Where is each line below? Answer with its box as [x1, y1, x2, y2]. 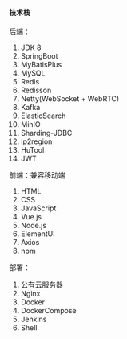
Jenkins [20, 314, 47, 325]
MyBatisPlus [20, 60, 62, 70]
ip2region [20, 137, 53, 146]
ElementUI [20, 229, 55, 239]
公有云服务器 [20, 280, 63, 289]
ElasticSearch [20, 111, 66, 120]
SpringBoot [20, 51, 58, 61]
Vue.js [20, 212, 42, 222]
